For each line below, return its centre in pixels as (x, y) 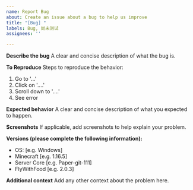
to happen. (19, 116)
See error (26, 98)
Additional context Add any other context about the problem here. (88, 180)
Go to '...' (26, 79)
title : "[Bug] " (26, 23)
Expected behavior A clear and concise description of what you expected (97, 109)
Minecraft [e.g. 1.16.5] (41, 156)
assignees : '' (24, 34)
